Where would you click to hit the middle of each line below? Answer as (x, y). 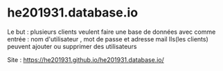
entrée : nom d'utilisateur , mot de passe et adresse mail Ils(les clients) (108, 39)
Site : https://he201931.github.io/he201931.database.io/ (86, 59)
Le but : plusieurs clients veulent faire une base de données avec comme (111, 32)
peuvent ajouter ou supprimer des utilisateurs (72, 46)
